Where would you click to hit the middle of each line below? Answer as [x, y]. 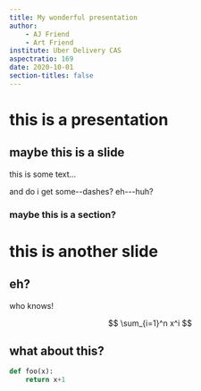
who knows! [32, 305]
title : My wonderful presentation [74, 17]
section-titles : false [51, 76]
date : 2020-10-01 [42, 68]
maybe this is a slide [67, 153]
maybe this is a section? [63, 214]
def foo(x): [31, 371]
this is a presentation [89, 119]
